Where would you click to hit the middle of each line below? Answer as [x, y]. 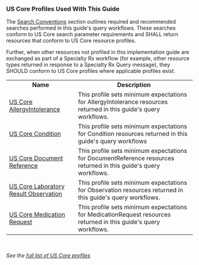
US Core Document [36, 158]
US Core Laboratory [37, 187]
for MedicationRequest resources [124, 215]
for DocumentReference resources [126, 158]
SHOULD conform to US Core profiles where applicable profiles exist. [91, 71]
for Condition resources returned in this [133, 134]
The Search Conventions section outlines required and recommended [91, 22]
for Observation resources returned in [131, 190]
